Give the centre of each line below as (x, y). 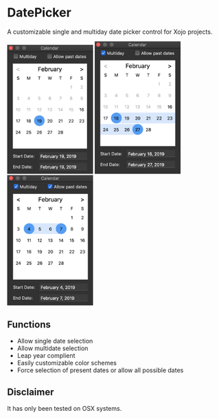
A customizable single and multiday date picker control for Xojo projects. (110, 32)
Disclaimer (31, 392)
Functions (29, 325)
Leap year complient (46, 356)
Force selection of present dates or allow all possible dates (100, 370)
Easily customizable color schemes (67, 363)
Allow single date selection (55, 341)
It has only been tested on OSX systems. (65, 409)
